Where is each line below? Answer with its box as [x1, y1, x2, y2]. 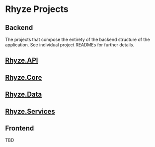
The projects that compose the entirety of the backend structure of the [5, 36, 150, 42]
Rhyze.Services [5, 107, 56, 116]
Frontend [5, 124, 34, 133]
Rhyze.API [5, 56, 38, 65]
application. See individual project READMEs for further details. [5, 42, 135, 48]
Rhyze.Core [5, 73, 42, 82]
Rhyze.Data [5, 90, 42, 99]
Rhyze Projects [5, 3, 69, 15]
